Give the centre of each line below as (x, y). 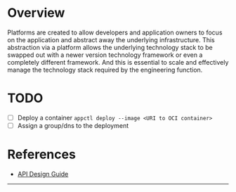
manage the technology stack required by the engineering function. (105, 70)
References (41, 154)
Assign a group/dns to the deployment (73, 125)
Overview (36, 13)
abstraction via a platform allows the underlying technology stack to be (110, 47)
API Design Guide (43, 174)
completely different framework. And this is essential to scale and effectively (118, 62)
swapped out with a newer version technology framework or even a (105, 55)
